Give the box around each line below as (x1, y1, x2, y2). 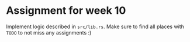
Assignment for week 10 (6, 4, 126, 17)
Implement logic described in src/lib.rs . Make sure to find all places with (6, 23, 184, 30)
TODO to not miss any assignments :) (6, 29, 92, 36)
